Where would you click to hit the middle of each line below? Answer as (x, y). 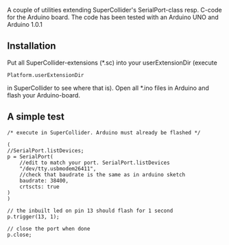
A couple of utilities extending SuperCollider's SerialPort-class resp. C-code (114, 10)
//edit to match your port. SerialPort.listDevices (95, 163)
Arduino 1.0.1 (25, 24)
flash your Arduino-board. (44, 95)
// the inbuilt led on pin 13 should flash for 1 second (90, 211)
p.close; (20, 235)
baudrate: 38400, (44, 180)
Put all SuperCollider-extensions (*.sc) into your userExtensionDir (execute (112, 62)
